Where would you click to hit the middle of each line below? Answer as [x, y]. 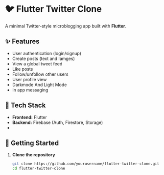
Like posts [23, 69]
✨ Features [22, 42]
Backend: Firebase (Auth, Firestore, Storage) [58, 122]
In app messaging [30, 90]
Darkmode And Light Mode [39, 85]
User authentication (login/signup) [47, 53]
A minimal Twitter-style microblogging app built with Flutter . [66, 26]
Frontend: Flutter [30, 117]
